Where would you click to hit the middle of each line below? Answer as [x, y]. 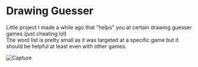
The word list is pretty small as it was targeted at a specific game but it [92, 40]
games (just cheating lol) [36, 33]
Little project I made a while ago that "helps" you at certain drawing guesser [99, 27]
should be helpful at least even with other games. [66, 46]
